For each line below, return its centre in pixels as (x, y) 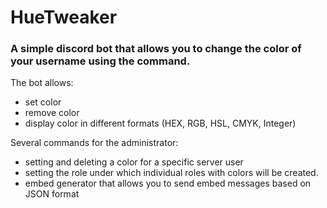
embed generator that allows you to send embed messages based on (168, 183)
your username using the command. (100, 61)
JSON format (52, 194)
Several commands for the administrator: (94, 143)
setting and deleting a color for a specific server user (134, 162)
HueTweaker (64, 17)
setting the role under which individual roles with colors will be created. (171, 173)
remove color (52, 113)
